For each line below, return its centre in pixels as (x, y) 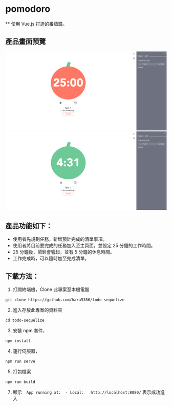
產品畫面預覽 (26, 42)
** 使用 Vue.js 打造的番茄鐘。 (36, 24)
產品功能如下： (29, 226)
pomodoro (28, 9)
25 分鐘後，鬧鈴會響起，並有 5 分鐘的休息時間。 (63, 252)
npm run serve (20, 362)
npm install (18, 341)
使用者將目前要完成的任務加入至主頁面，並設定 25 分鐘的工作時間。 (84, 246)
